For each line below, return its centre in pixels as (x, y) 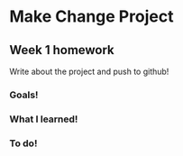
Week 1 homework (62, 50)
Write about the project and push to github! (89, 71)
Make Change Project (91, 17)
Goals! (24, 95)
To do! (23, 143)
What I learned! (44, 119)
